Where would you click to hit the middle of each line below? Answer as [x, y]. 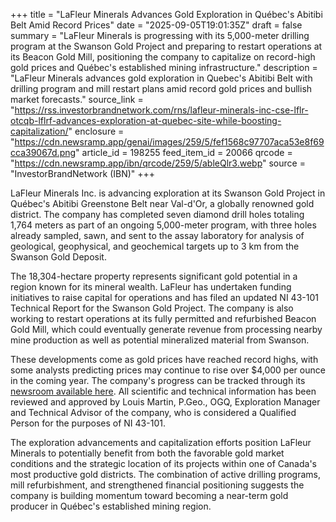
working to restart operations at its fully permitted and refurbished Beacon [163, 318]
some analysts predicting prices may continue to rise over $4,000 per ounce [168, 370]
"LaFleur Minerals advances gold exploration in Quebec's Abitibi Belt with [161, 78]
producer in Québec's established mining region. [111, 506]
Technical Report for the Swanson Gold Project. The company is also [152, 308]
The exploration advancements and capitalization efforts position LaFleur [161, 442]
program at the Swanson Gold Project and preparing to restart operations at [166, 46]
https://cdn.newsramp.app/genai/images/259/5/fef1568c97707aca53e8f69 [169, 142]
